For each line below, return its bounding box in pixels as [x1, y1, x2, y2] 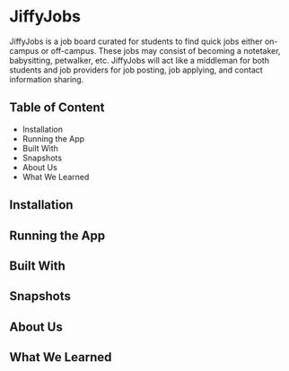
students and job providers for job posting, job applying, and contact [9, 65, 263, 75]
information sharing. [9, 73, 84, 84]
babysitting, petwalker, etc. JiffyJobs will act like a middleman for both [9, 55, 269, 65]
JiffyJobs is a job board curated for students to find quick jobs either [9, 36, 263, 47]
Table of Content [9, 100, 105, 116]
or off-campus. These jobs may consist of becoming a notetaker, [40, 45, 281, 56]
